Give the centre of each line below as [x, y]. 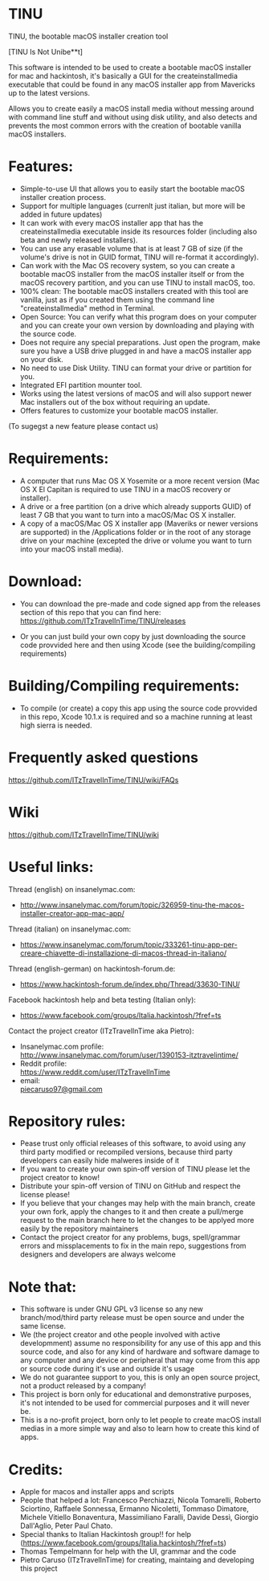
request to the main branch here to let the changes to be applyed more [137, 1220]
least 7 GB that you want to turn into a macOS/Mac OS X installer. [128, 515]
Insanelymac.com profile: [62, 1046]
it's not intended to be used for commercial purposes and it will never [135, 1403]
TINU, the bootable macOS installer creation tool [88, 36]
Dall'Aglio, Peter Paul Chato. [66, 1526]
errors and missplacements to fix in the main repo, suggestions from [133, 1246]
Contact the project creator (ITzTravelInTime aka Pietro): [101, 1031]
